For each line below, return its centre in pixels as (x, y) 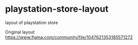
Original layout (20, 32)
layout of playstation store (32, 22)
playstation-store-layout (57, 9)
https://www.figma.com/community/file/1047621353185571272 (69, 37)
